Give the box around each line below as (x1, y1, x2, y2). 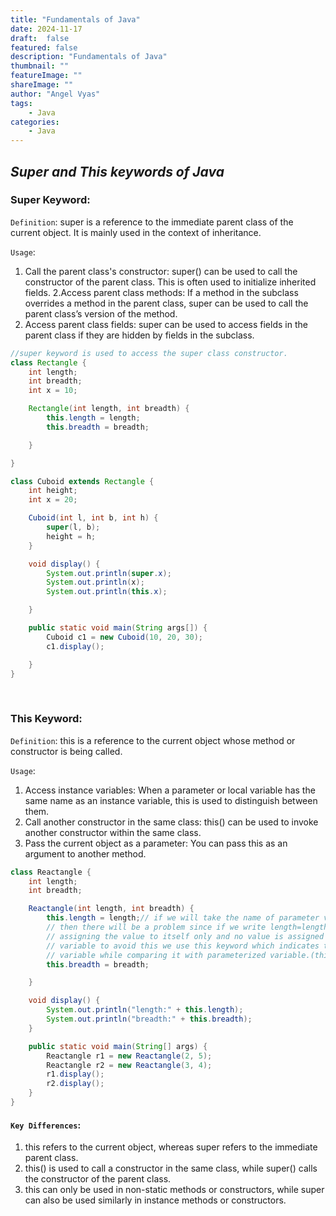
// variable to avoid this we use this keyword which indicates (46, 941, 320, 951)
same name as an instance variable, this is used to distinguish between (24, 794, 318, 806)
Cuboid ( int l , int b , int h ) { (28, 513, 159, 523)
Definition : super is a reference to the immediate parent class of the (10, 216, 294, 228)
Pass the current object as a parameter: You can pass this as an (24, 837, 288, 849)
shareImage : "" (10, 80, 74, 90)
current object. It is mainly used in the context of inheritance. (10, 226, 262, 238)
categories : (10, 117, 60, 127)
